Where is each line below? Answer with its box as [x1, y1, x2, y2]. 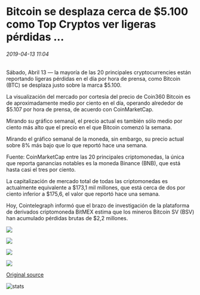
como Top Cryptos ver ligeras [6, 17, 156, 31]
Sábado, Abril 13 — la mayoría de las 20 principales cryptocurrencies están [6, 69, 191, 76]
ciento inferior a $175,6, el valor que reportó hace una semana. [6, 190, 160, 197]
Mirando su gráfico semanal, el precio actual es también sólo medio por [6, 117, 183, 124]
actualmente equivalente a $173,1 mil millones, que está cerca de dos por [6, 184, 186, 191]
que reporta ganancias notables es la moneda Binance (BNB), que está [6, 160, 181, 167]
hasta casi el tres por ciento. [6, 166, 76, 174]
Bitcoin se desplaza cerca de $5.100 [6, 5, 189, 19]
